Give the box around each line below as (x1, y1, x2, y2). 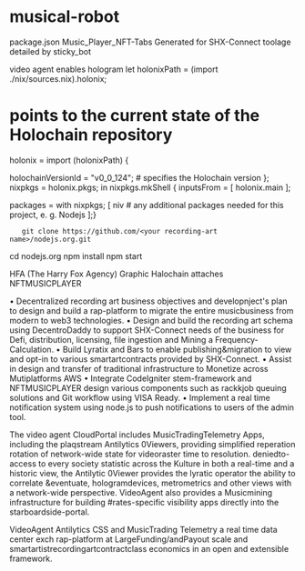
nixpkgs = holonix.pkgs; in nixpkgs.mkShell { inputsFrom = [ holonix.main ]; (9, 182, 291, 193)
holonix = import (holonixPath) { (9, 155, 129, 165)
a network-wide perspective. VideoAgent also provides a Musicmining (9, 486, 273, 497)
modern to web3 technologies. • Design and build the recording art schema (9, 315, 293, 326)
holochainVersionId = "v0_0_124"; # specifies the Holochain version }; (9, 172, 270, 183)
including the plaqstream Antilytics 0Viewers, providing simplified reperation (9, 438, 296, 449)
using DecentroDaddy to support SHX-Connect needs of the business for (9, 325, 285, 336)
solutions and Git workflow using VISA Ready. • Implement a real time (9, 392, 270, 403)
